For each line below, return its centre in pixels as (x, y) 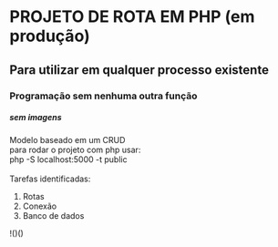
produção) (50, 36)
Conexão (40, 206)
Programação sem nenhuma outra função (103, 96)
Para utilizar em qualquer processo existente (139, 70)
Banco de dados (53, 216)
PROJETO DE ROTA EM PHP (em (132, 17)
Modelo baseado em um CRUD (67, 140)
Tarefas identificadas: (50, 179)
